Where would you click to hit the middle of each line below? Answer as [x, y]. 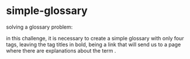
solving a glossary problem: [39, 27]
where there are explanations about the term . [61, 50]
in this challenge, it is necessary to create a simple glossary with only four [95, 38]
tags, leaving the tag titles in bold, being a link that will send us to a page [94, 44]
